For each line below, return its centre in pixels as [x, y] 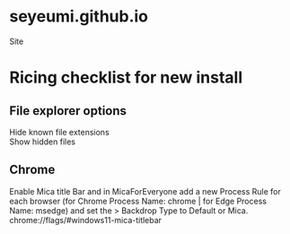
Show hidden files [43, 142]
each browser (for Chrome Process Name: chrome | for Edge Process [138, 201]
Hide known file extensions [59, 132]
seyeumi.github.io [79, 17]
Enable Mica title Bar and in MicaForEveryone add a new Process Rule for [145, 191]
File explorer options [68, 111]
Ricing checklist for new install [126, 78]
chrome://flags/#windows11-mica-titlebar [86, 220]
